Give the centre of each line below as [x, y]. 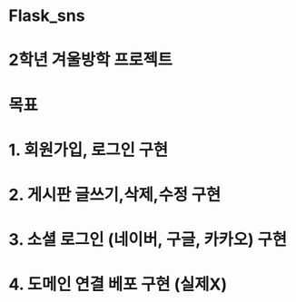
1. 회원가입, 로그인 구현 [89, 150]
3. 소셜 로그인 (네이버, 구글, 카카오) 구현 [148, 240]
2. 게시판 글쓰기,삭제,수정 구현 [115, 195]
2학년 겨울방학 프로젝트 [91, 60]
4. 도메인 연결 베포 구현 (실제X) [118, 284]
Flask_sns [47, 16]
